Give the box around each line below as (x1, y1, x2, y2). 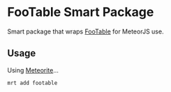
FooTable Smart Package (7, 4, 154, 20)
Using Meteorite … (7, 66, 59, 74)
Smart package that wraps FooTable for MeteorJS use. (7, 27, 164, 36)
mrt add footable (7, 79, 58, 86)
